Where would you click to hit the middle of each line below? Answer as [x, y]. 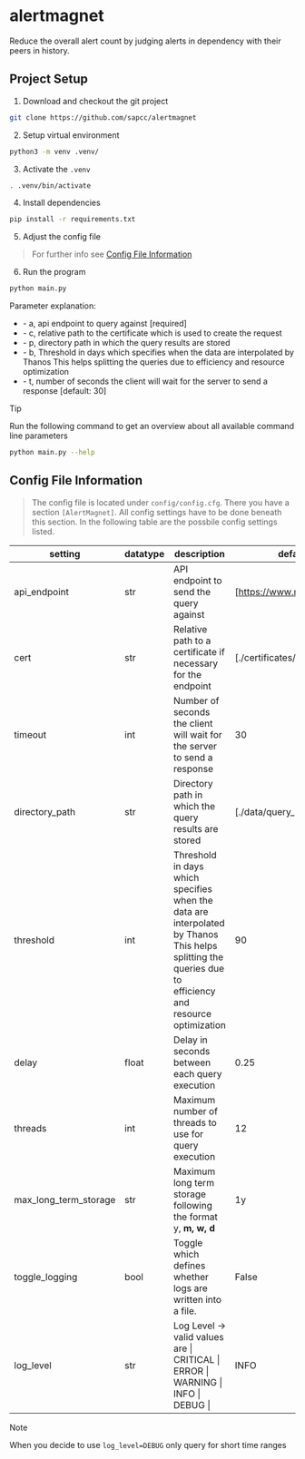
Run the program [54, 272]
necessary [196, 663]
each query [197, 1073]
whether [191, 1277]
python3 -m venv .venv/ [54, 152]
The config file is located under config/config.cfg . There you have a [161, 502]
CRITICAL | [197, 1359]
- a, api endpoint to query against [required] [105, 324]
